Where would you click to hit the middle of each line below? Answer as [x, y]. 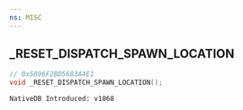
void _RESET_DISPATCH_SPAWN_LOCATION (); [86, 83]
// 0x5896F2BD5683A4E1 [52, 74]
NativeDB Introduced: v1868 [62, 99]
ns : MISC [26, 17]
